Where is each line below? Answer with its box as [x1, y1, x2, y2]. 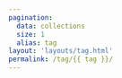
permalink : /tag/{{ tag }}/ [8, 55, 114, 64]
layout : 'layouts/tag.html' [8, 47, 114, 56]
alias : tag [16, 38, 57, 48]
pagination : [8, 13, 53, 22]
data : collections [16, 22, 86, 30]
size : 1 [16, 30, 46, 39]
